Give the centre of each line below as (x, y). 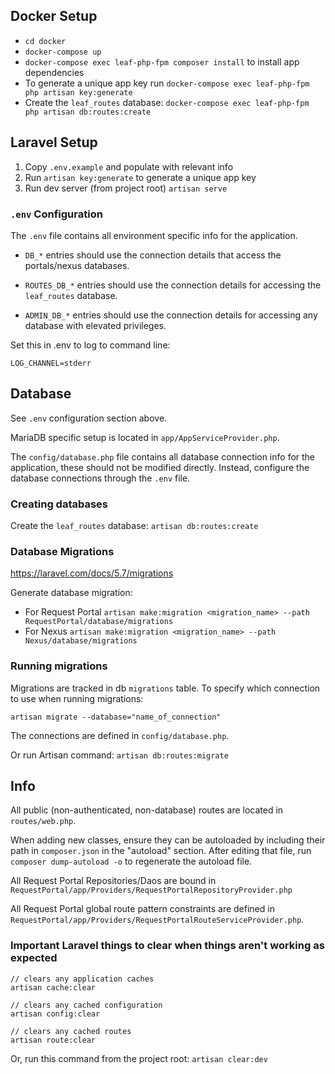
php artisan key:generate (78, 92)
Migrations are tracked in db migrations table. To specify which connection (165, 688)
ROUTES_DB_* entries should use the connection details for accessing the (173, 285)
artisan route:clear (53, 1040)
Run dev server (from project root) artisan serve (126, 188)
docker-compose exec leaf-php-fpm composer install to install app (162, 61)
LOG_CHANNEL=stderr (51, 363)
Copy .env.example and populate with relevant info (129, 166)
